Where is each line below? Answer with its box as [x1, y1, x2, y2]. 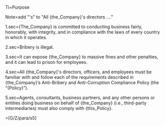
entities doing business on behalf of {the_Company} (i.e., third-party [5, 100, 147, 106]
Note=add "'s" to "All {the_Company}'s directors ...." [5, 14, 113, 20]
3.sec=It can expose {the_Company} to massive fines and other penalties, [5, 54, 158, 60]
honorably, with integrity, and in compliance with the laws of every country [5, 29, 160, 35]
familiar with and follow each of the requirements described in [5, 74, 134, 80]
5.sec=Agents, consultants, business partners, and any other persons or [5, 95, 155, 100]
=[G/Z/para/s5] [5, 115, 37, 121]
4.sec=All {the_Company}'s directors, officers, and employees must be [5, 69, 152, 75]
